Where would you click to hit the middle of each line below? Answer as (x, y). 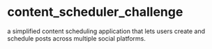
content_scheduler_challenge (95, 12)
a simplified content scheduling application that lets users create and (106, 31)
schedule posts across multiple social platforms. (77, 38)
